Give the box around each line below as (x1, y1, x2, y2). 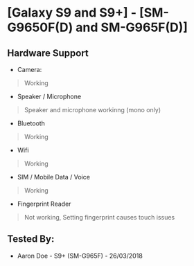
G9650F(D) (7, 19, 73, 35)
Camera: (17, 66, 42, 73)
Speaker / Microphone (17, 92, 82, 100)
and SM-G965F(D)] (76, 19, 188, 35)
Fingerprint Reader (17, 199, 71, 208)
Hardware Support (7, 47, 89, 59)
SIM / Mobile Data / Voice (17, 173, 90, 181)
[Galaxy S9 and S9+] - (7, 5, 137, 21)
